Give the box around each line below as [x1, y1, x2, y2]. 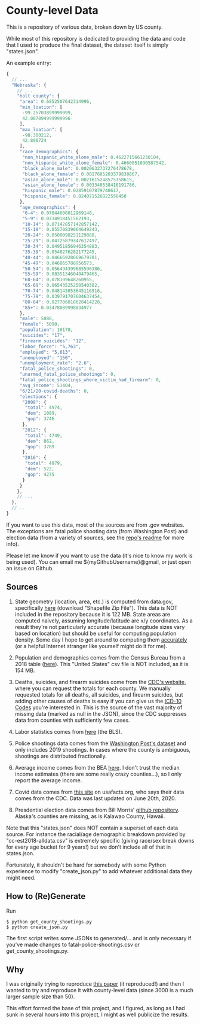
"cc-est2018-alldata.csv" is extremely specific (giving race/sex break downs [6, 837, 195, 844]
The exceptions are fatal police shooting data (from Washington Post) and [6, 527, 188, 534]
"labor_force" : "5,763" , [19, 344, 82, 350]
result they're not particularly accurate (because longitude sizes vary [14, 623, 185, 630]
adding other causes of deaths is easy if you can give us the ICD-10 [14, 697, 182, 704]
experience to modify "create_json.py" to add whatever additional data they [6, 867, 193, 874]
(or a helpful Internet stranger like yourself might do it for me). [14, 642, 168, 649]
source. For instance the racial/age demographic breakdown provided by [6, 830, 186, 838]
